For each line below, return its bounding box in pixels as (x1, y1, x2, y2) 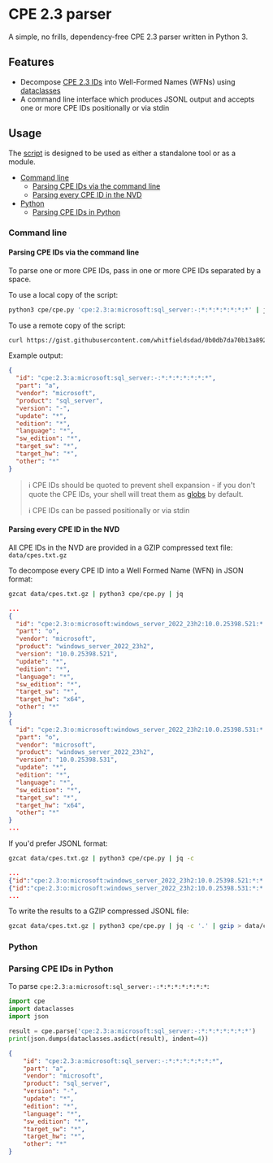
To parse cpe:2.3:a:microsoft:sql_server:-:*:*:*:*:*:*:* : (8, 982, 210, 991)
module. (8, 156, 37, 167)
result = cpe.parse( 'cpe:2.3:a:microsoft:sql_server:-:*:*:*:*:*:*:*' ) (8, 1027, 256, 1035)
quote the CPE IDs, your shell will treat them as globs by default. (28, 489, 244, 499)
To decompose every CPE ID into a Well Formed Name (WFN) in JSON (8, 565, 244, 575)
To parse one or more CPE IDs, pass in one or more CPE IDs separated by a (8, 265, 262, 275)
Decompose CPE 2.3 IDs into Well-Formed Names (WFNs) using (19, 76, 236, 86)
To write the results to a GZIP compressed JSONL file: (8, 906, 189, 916)
